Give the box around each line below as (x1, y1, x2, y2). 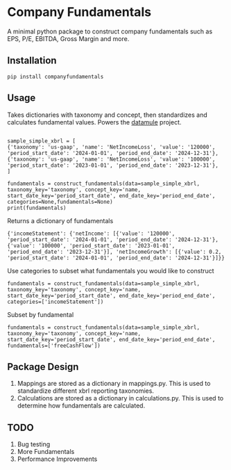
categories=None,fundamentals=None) (7, 198, 113, 205)
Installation (7, 55, 57, 67)
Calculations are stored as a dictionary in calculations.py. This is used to (17, 394, 224, 403)
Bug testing (17, 440, 51, 448)
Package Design (7, 361, 79, 373)
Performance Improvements (17, 455, 98, 463)
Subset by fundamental (7, 310, 74, 318)
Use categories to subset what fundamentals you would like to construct (7, 266, 214, 275)
